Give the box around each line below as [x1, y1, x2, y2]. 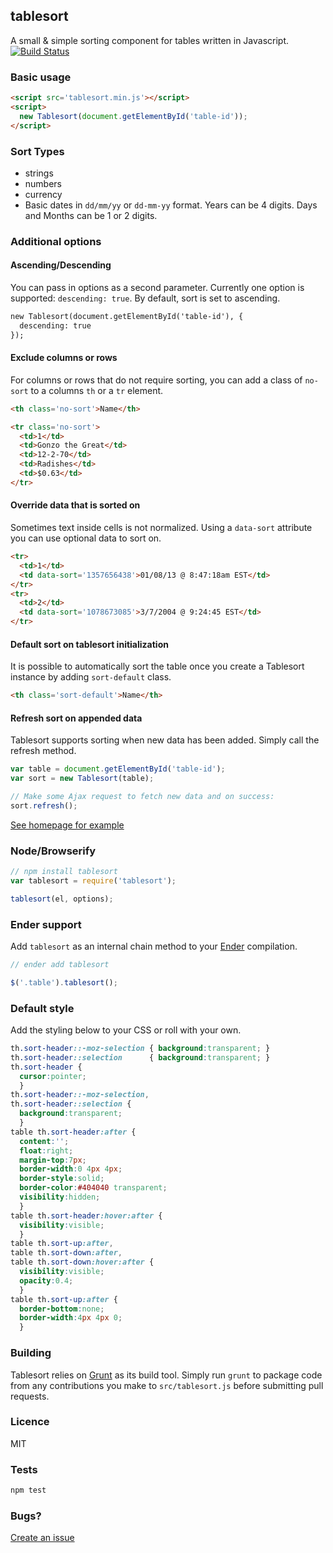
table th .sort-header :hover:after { [10, 1210, 163, 1221]
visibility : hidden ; [19, 1192, 101, 1203]
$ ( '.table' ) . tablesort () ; [10, 977, 118, 988]
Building [10, 1346, 52, 1360]
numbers [24, 177, 63, 189]
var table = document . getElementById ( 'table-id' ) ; [10, 764, 226, 774]
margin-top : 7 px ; [19, 1155, 87, 1165]
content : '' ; [19, 1136, 70, 1146]
